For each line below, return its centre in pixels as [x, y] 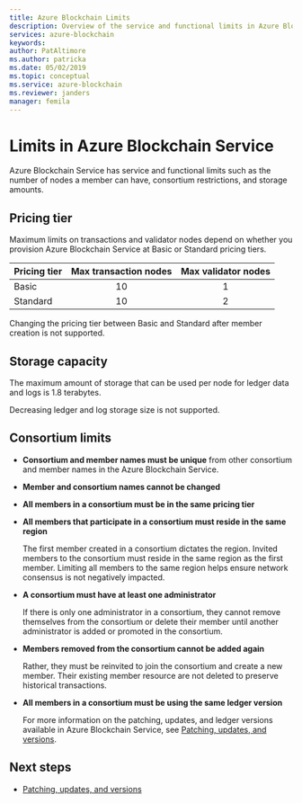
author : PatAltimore [48, 51]
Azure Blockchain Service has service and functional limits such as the [140, 171]
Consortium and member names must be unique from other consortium [157, 459]
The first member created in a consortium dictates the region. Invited [150, 549]
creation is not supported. [57, 333]
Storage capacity [58, 361]
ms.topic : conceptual [50, 76]
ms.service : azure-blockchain [66, 85]
